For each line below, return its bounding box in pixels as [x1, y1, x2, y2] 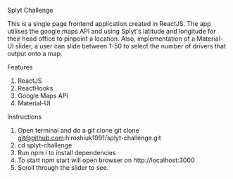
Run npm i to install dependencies [17, 149, 116, 157]
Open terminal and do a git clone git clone [17, 126, 139, 134]
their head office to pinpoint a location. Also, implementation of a [7, 34, 196, 43]
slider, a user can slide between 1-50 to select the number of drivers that [15, 42, 227, 50]
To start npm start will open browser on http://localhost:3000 [17, 156, 195, 164]
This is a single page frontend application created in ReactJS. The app [7, 20, 211, 27]
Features [7, 63, 33, 71]
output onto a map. [7, 49, 63, 58]
